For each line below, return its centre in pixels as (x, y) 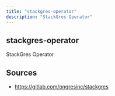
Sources (22, 72)
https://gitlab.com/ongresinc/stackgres (62, 87)
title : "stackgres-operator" (41, 11)
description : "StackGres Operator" (49, 17)
